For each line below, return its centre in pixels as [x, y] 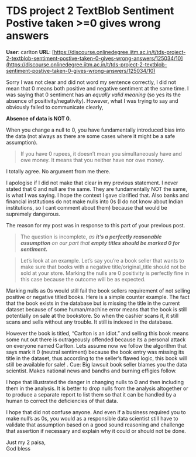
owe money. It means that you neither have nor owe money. [92, 160]
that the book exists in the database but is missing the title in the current [93, 303]
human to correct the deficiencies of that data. [62, 401]
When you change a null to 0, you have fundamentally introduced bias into [96, 130]
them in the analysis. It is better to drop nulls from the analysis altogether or [97, 388]
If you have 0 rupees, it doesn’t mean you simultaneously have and [101, 153]
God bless [18, 448]
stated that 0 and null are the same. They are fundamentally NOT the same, [97, 189]
